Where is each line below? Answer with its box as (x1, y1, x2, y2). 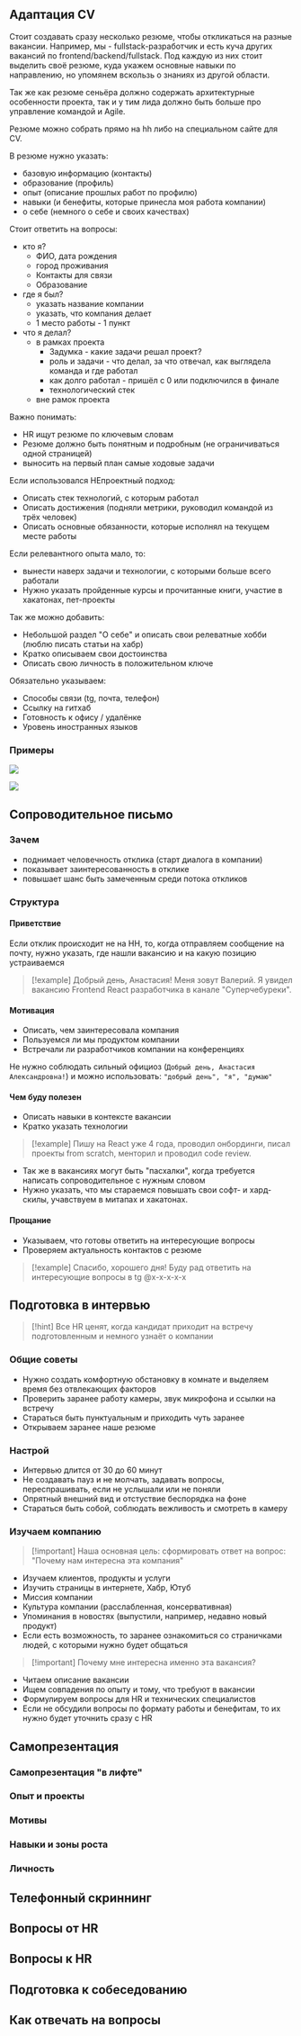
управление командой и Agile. (9, 105, 126, 116)
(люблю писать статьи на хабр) (22, 638, 144, 649)
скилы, (22, 1194, 49, 1205)
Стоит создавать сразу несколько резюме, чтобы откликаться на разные (9, 31, 292, 41)
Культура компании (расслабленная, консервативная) (22, 1601, 233, 1612)
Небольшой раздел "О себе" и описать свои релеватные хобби (22, 629, 268, 640)
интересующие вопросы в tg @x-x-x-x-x (31, 1271, 187, 1282)
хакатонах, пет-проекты (22, 594, 115, 605)
